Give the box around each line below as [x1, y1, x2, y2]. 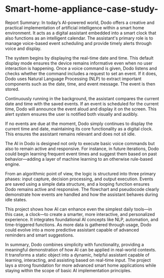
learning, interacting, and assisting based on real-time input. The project [5, 257, 151, 263]
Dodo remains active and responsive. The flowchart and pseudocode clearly [5, 186, 160, 192]
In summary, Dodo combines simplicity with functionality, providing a [5, 241, 144, 247]
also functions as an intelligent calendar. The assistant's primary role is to [5, 35, 153, 41]
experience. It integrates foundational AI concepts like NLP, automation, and [5, 216, 158, 222]
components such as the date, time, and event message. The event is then [5, 81, 156, 86]
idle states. [5, 196, 27, 202]
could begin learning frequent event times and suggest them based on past [5, 150, 157, 157]
